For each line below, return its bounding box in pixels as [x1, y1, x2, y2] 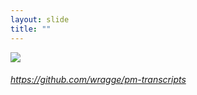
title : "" [10, 24, 52, 34]
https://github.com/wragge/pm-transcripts [10, 74, 187, 86]
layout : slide [10, 14, 70, 25]
